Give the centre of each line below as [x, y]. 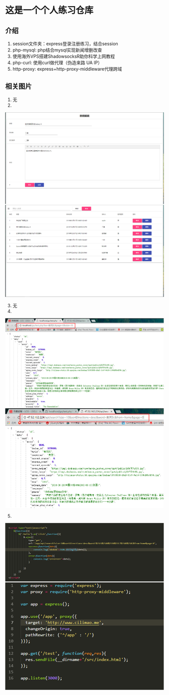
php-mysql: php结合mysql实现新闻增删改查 [57, 50]
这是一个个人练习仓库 [50, 10]
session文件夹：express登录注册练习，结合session [65, 44]
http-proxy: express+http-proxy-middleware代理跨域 [67, 69]
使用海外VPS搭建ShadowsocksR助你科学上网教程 [64, 56]
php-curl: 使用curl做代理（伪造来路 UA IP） [57, 63]
